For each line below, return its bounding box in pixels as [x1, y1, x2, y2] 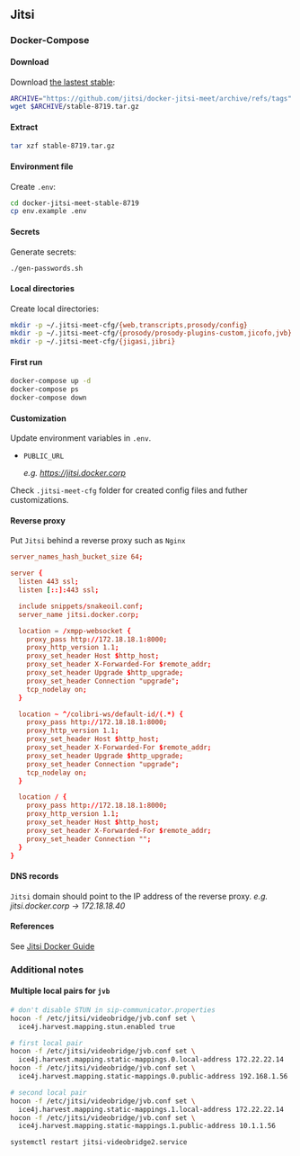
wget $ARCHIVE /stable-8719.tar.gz [10, 103, 140, 112]
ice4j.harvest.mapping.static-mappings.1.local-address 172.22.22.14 [18, 1105, 284, 1114]
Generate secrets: [10, 246, 77, 257]
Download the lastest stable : [10, 76, 116, 87]
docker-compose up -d [10, 377, 92, 386]
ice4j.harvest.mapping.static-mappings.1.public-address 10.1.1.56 [18, 1122, 277, 1131]
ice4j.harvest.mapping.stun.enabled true [18, 1022, 176, 1031]
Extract [10, 121, 39, 132]
